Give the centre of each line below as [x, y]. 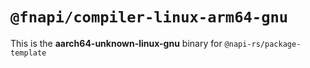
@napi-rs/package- [263, 44]
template [28, 53]
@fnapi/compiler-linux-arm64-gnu [149, 17]
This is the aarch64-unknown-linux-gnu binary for [116, 43]
